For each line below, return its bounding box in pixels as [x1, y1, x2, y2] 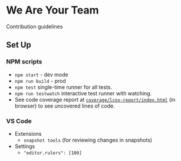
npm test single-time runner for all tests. [14, 83, 113, 90]
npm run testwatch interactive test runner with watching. [14, 89, 152, 97]
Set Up [6, 40, 31, 50]
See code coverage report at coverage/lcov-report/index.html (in [14, 96, 176, 103]
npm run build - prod [14, 77, 66, 84]
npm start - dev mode [14, 71, 69, 78]
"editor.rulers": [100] [23, 150, 83, 156]
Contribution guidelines [6, 23, 63, 30]
